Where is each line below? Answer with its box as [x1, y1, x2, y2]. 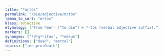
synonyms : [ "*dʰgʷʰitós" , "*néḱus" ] [5, 35, 80, 39]
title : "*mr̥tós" [5, 7, 38, 12]
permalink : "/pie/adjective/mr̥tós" [5, 12, 78, 17]
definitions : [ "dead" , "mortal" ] [5, 39, 73, 44]
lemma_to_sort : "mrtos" [5, 16, 54, 21]
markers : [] [5, 30, 29, 35]
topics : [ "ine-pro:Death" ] [5, 43, 60, 48]
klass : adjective [5, 20, 41, 26]
